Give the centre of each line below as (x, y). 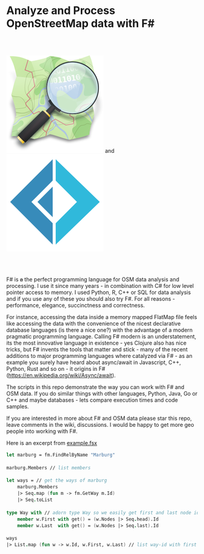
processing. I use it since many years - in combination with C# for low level (100, 286)
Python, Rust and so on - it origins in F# (56, 368)
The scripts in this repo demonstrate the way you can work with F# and (95, 387)
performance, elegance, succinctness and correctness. (76, 305)
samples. (18, 406)
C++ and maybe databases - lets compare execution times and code (92, 400)
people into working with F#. (42, 431)
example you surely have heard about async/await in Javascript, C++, (93, 362)
